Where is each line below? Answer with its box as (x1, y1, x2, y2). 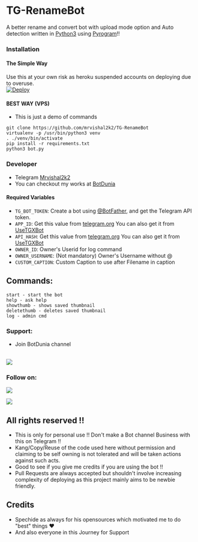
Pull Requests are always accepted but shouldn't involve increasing (14, 469, 182, 476)
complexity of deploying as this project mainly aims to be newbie (14, 476, 176, 483)
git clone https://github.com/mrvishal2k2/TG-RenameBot (6, 125, 149, 131)
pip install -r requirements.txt (6, 141, 90, 147)
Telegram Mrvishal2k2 (14, 173, 71, 181)
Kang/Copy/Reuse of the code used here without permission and (14, 444, 176, 451)
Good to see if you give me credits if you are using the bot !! (14, 463, 163, 470)
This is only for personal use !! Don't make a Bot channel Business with (14, 431, 191, 438)
